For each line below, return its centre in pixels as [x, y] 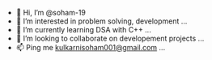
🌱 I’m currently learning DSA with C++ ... [83, 30]
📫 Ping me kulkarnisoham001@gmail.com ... [91, 47]
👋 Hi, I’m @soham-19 [51, 13]
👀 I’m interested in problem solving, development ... [102, 21]
